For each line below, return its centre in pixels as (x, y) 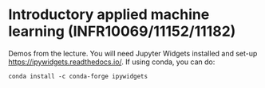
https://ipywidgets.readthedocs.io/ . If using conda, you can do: (112, 62)
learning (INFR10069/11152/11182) (122, 31)
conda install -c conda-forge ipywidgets (78, 76)
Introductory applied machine (109, 15)
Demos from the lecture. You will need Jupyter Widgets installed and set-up (133, 53)
